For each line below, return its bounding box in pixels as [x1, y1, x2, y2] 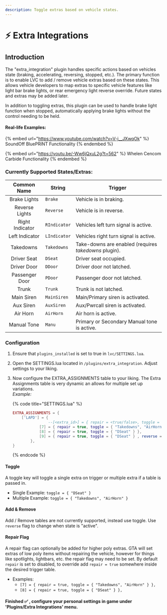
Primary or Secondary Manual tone [75, 318, 158, 325]
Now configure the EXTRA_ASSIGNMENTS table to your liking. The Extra [12, 375, 161, 381]
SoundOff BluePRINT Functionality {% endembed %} [5, 141, 113, 147]
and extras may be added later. [5, 93, 69, 99]
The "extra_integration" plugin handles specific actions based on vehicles [5, 66, 156, 72]
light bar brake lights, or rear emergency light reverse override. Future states [5, 87, 162, 93]
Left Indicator [8, 233, 40, 240]
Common [13, 181, 35, 188]
